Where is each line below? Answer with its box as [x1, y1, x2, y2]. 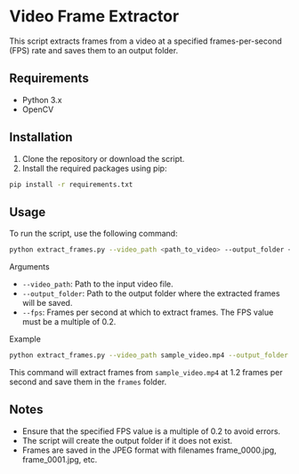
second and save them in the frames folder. [9, 376, 167, 387]
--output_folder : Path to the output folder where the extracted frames [21, 288, 280, 299]
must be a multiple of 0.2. [21, 317, 117, 327]
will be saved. [21, 298, 73, 309]
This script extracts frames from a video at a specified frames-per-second [9, 36, 282, 46]
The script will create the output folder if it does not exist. [21, 435, 233, 446]
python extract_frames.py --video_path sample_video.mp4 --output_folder [9, 351, 289, 360]
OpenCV [21, 104, 54, 115]
